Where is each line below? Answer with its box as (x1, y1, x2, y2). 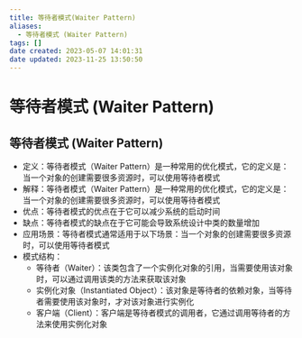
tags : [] (9, 38, 42, 48)
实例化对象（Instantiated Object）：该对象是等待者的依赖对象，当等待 (35, 285, 293, 296)
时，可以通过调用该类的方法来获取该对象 (35, 274, 187, 284)
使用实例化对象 (51, 319, 108, 329)
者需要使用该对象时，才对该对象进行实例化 (35, 297, 195, 306)
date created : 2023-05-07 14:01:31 (9, 47, 143, 56)
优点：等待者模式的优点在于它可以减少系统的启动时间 (22, 206, 221, 216)
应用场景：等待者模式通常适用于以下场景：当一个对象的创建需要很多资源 (22, 229, 291, 239)
